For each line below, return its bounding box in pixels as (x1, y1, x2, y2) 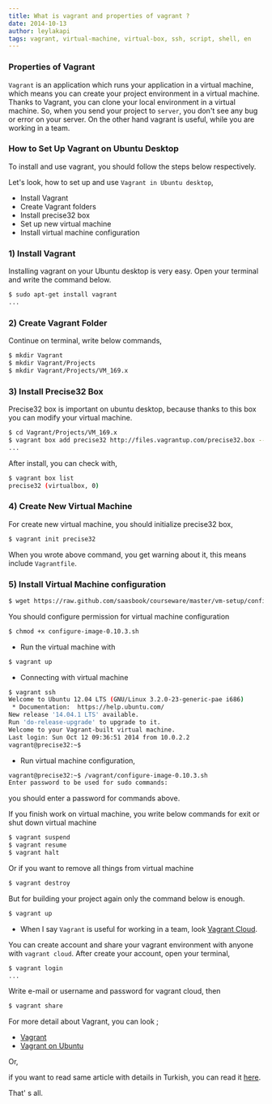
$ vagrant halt (8, 849, 60, 857)
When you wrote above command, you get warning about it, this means (8, 550, 247, 559)
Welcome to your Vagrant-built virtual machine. (8, 726, 176, 734)
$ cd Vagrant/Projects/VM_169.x (8, 429, 117, 437)
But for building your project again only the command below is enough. (8, 894, 245, 903)
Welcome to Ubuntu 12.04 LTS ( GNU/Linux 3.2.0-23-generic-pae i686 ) (8, 696, 244, 704)
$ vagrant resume (8, 841, 67, 849)
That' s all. (8, 1089, 43, 1098)
